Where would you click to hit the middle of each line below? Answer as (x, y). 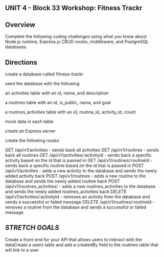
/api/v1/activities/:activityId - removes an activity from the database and (78, 197)
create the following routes (32, 140)
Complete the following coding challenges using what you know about (76, 37)
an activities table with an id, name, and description (57, 93)
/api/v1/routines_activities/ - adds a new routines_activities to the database (80, 187)
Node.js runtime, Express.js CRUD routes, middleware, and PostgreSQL (77, 42)
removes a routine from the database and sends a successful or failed (76, 207)
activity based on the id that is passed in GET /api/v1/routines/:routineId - (79, 161)
